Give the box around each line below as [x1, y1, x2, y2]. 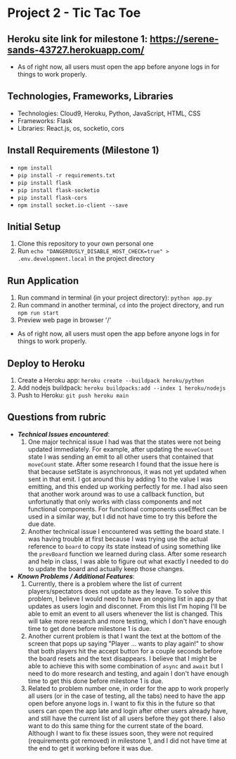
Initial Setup [7, 221, 61, 233]
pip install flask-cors [17, 194, 88, 201]
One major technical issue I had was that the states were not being [27, 438, 221, 446]
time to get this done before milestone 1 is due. [27, 677, 164, 685]
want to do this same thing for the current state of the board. [27, 721, 204, 729]
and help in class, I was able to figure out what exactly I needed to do [27, 557, 229, 566]
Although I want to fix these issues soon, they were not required [27, 729, 214, 737]
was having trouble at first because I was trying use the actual [27, 535, 209, 543]
